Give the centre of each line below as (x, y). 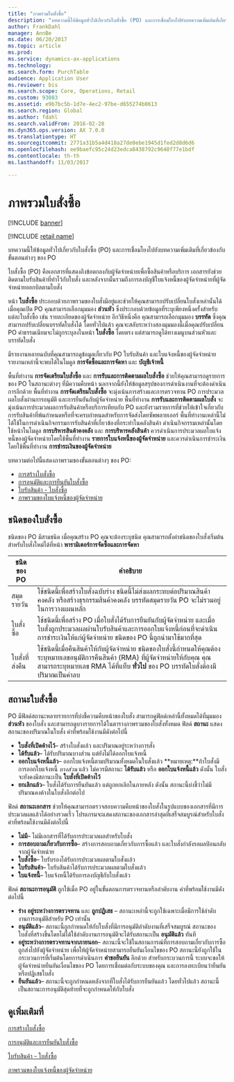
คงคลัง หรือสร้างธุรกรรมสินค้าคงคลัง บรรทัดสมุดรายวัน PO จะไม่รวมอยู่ (129, 600)
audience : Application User (49, 78)
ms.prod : (20, 53)
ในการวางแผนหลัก (61, 608)
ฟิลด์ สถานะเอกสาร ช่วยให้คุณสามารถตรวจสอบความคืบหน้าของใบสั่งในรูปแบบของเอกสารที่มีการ (116, 806)
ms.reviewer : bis (33, 85)
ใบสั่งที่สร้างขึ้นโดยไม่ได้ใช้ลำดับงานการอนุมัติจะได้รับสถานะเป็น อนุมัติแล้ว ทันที (107, 934)
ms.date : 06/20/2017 (38, 40)
